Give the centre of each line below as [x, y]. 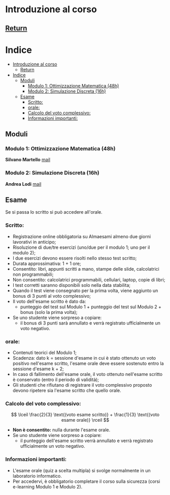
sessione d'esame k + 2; [38, 369]
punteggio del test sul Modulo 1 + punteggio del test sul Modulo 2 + [91, 307]
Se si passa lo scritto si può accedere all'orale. [54, 212]
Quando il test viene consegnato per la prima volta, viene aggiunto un [85, 290]
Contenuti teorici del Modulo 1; [45, 353]
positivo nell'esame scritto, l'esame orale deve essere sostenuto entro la [88, 363]
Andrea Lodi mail [23, 184]
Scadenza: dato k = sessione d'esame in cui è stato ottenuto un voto [84, 358]
